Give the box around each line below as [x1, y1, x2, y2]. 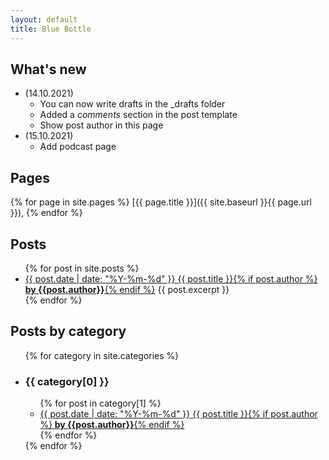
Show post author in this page [39, 119, 164, 131]
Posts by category [10, 323, 127, 340]
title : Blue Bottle [10, 24, 92, 34]
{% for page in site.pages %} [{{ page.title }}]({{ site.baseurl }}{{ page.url [10, 196, 312, 208]
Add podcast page [39, 141, 117, 153]
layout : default [10, 14, 78, 25]
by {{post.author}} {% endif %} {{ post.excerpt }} [24, 283, 230, 295]
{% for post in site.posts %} [24, 262, 140, 274]
